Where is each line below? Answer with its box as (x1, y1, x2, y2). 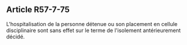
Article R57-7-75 (6, 5, 70, 15)
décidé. (6, 33, 25, 40)
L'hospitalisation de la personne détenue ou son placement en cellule (6, 20, 178, 27)
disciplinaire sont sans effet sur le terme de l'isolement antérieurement (6, 27, 181, 34)
